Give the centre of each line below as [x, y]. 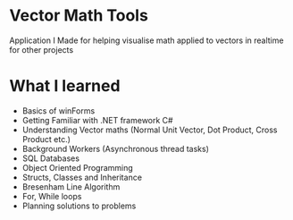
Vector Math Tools [79, 16]
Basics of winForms [59, 110]
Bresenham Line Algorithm [71, 186]
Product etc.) [46, 139]
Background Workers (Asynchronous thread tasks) [116, 148]
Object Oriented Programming [78, 167]
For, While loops [52, 196]
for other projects [42, 49]
